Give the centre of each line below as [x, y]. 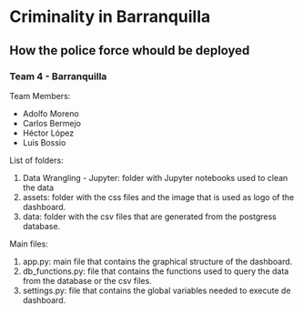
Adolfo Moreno [50, 113]
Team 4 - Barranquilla [58, 76]
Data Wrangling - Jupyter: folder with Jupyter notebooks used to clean [155, 177]
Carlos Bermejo [52, 123]
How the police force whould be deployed [130, 50]
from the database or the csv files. [87, 280]
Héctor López [48, 133]
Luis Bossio [44, 142]
